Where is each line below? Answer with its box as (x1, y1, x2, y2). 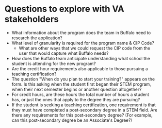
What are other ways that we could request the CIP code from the (18, 45, 150, 51)
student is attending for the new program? (11, 61, 96, 66)
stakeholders (4, 14, 59, 25)
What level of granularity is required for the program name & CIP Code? (11, 40, 155, 46)
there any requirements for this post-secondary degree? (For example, (11, 112, 153, 118)
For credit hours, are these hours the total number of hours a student (11, 91, 149, 97)
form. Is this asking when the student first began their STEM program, (11, 81, 151, 87)
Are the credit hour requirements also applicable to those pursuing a (11, 65, 148, 71)
